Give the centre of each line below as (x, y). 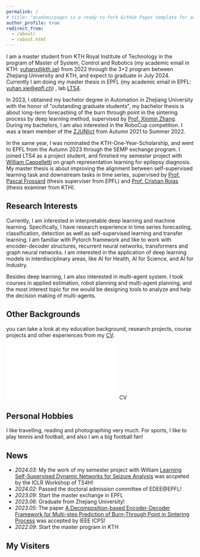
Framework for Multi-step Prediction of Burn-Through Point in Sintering (102, 515)
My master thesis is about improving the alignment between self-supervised (100, 168)
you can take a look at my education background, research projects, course (99, 328)
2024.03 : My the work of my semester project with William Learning (98, 470)
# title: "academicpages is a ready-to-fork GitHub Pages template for (97, 17)
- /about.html (29, 39)
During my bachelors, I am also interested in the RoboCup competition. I (94, 125)
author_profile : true (33, 23)
